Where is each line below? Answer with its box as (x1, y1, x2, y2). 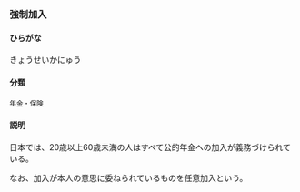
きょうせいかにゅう (9, 55, 82, 66)
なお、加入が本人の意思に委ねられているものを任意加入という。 (9, 172, 248, 183)
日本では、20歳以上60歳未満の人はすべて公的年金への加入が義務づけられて (9, 141, 291, 152)
